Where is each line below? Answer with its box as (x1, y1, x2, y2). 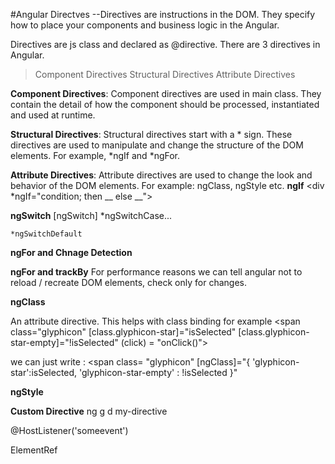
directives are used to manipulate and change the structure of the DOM (10, 139, 304, 151)
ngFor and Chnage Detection (10, 247, 133, 258)
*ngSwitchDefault (10, 229, 83, 239)
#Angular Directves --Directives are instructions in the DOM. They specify (10, 9, 316, 20)
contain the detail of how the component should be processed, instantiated (10, 99, 320, 110)
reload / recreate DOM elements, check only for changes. (10, 277, 247, 288)
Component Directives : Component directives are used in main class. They (10, 88, 322, 99)
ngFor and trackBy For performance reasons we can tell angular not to (10, 266, 303, 278)
